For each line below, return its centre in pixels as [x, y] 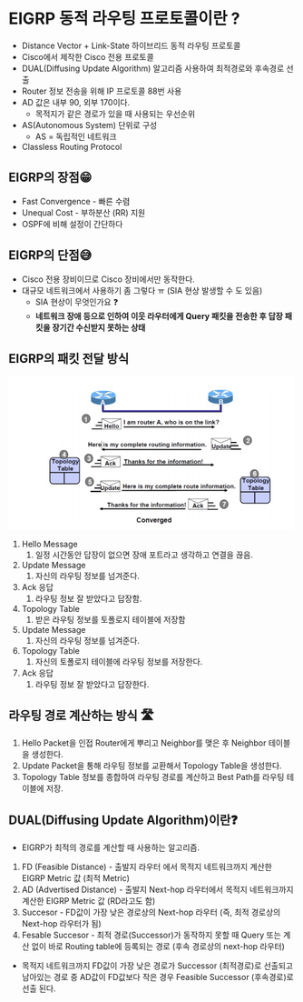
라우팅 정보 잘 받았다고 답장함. [88, 598]
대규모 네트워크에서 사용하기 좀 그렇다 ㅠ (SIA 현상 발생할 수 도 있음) [142, 290]
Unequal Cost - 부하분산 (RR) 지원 [83, 212]
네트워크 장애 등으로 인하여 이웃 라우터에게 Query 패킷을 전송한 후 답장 [159, 316]
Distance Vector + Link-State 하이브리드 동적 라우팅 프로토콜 [131, 45]
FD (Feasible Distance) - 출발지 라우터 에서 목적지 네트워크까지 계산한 [147, 867]
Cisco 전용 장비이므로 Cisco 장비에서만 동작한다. [108, 279]
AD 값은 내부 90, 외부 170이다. [76, 102]
